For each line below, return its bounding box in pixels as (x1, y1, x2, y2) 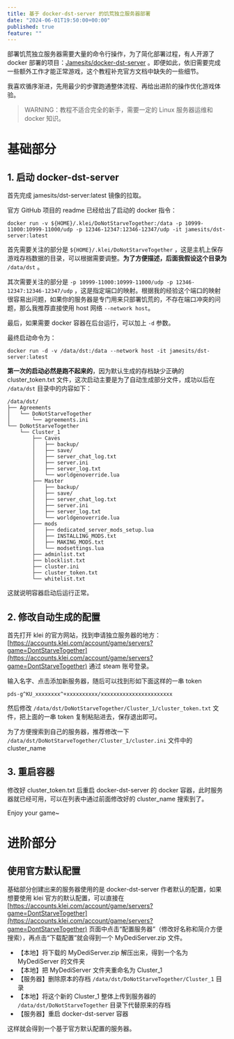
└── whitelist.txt (32, 576, 86, 583)
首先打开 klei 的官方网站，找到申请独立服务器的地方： (7, 631, 162, 639)
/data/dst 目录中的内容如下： (7, 384, 93, 393)
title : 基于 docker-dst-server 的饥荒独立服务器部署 (7, 10, 151, 17)
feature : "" (7, 29, 42, 37)
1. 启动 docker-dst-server (7, 171, 120, 183)
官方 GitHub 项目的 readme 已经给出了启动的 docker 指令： (7, 206, 178, 215)
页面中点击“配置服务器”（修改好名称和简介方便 (88, 924, 223, 933)
